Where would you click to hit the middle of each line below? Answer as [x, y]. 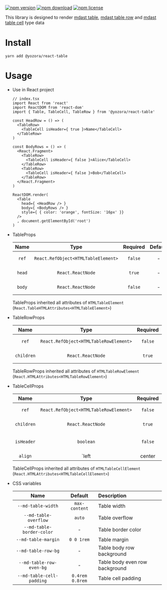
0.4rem [80, 576]
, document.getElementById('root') [54, 221]
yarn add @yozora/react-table [37, 56]
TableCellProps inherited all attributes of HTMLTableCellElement [76, 468]
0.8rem [80, 581]
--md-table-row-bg [38, 551]
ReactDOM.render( [30, 195]
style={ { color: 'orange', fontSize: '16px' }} [73, 212]
